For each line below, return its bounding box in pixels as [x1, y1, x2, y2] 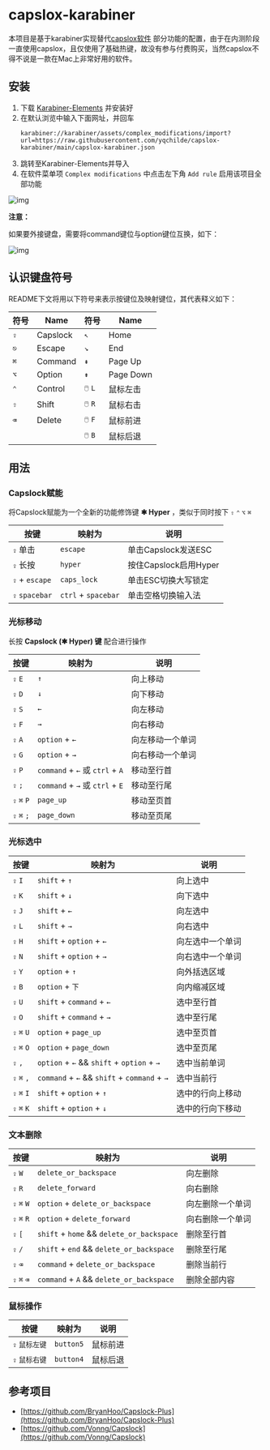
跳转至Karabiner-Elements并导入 [19, 158, 130, 168]
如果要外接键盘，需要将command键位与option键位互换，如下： [8, 229, 220, 238]
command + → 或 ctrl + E [37, 780, 124, 791]
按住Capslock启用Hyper [127, 559, 220, 571]
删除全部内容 [186, 1274, 235, 1285]
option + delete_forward [37, 1213, 131, 1225]
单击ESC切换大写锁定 [127, 575, 209, 586]
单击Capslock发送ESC [127, 545, 212, 556]
